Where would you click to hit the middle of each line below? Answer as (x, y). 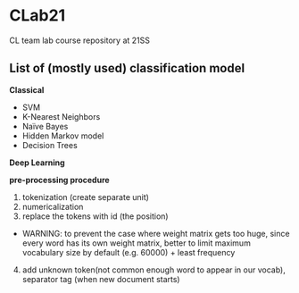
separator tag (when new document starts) (101, 279)
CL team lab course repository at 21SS (79, 40)
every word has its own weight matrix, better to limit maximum (137, 243)
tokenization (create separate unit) (86, 197)
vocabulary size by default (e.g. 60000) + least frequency (129, 252)
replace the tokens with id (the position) (95, 216)
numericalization (53, 206)
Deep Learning (37, 163)
